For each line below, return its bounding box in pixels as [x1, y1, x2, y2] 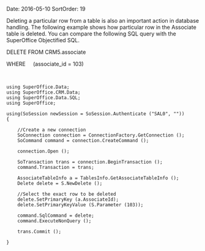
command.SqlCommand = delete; [17, 212, 95, 219]
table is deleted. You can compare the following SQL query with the [6, 30, 176, 37]
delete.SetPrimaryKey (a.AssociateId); [17, 197, 119, 203]
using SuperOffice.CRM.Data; [6, 89, 81, 96]
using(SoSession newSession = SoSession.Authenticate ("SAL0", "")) [6, 111, 185, 117]
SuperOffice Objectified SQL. [6, 37, 80, 43]
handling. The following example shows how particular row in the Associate [6, 24, 197, 31]
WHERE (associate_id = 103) [6, 61, 84, 67]
